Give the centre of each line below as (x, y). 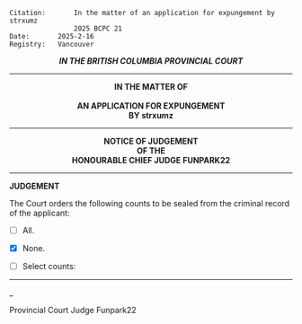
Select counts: (49, 267)
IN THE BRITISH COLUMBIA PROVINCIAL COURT (151, 61)
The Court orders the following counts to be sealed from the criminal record (150, 203)
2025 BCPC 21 (98, 29)
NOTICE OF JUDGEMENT (151, 141)
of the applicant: (40, 213)
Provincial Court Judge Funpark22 (73, 311)
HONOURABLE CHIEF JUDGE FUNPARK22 (151, 160)
